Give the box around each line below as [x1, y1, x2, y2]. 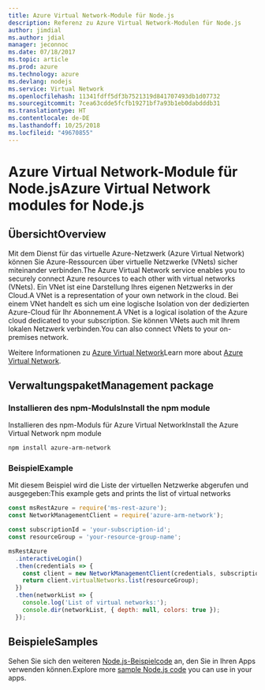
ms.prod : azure [8, 63, 58, 71]
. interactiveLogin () [15, 554, 83, 562]
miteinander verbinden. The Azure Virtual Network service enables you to [8, 265, 246, 274]
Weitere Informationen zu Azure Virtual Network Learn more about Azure [8, 348, 243, 357]
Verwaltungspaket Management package [8, 379, 215, 393]
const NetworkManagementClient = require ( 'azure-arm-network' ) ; [8, 512, 224, 520]
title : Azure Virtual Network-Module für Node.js [8, 11, 175, 20]
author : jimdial [8, 26, 62, 34]
